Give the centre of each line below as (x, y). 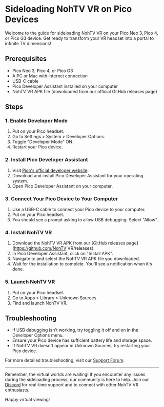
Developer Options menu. (38, 335)
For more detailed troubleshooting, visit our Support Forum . (65, 360)
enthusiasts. (17, 390)
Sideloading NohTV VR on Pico (69, 9)
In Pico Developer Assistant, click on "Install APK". (63, 254)
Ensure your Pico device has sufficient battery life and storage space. (82, 340)
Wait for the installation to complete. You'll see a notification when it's (82, 264)
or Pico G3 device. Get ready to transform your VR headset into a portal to (80, 38)
